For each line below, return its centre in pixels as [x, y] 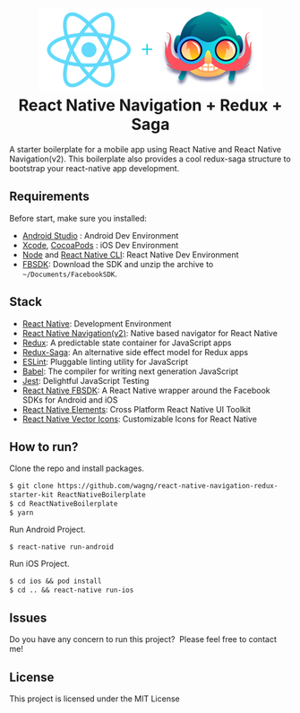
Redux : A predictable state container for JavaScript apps [127, 343]
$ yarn [21, 513]
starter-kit [31, 495]
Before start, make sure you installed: [78, 218]
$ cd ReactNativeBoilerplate [64, 504]
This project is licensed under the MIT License [95, 699]
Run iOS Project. [39, 564]
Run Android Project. [47, 530]
